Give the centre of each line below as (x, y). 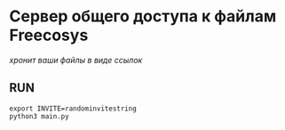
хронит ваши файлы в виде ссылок (76, 60)
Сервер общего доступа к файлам (143, 16)
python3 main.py (39, 116)
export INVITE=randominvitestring (73, 109)
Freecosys (49, 35)
